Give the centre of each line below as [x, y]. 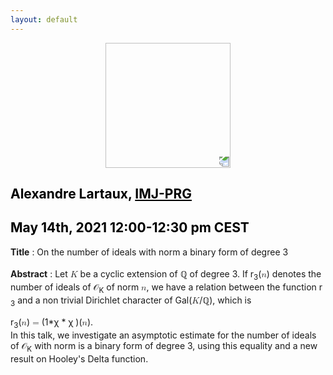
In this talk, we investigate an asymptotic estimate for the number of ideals [163, 335]
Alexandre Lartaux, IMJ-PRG [101, 194]
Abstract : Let [39, 273]
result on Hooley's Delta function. [79, 358]
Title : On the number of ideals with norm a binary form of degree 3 [149, 252]
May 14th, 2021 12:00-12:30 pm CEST [130, 227]
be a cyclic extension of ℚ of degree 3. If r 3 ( [170, 274]
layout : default [44, 19]
